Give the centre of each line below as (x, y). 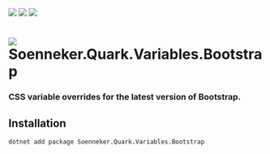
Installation (37, 123)
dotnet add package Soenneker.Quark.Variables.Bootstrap (107, 142)
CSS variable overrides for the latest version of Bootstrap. (125, 97)
